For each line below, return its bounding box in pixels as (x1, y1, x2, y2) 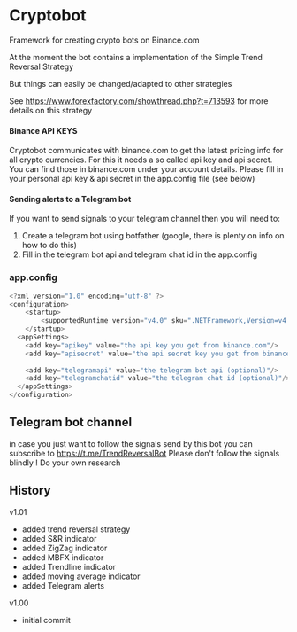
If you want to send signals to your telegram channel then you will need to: (9, 214, 280, 224)
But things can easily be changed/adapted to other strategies (9, 78, 232, 89)
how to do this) (21, 240, 78, 251)
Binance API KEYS (9, 125, 78, 136)
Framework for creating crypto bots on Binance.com (9, 35, 201, 45)
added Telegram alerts (21, 580, 104, 590)
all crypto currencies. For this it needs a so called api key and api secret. (9, 154, 273, 165)
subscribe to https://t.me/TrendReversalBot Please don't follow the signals (9, 448, 280, 458)
